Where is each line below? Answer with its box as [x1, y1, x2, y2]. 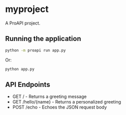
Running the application [5, 34, 81, 43]
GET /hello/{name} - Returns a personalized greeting [12, 99, 121, 105]
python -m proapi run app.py [5, 47, 66, 53]
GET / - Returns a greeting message [12, 93, 87, 99]
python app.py [5, 66, 35, 71]
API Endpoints [5, 80, 50, 88]
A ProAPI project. [5, 20, 40, 26]
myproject [5, 3, 49, 15]
